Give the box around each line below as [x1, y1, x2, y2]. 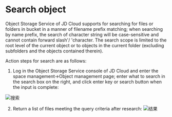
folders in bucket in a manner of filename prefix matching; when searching [5, 26, 163, 32]
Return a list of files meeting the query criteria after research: [12, 105, 142, 111]
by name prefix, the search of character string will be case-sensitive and [5, 31, 159, 37]
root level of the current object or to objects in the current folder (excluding [5, 42, 164, 48]
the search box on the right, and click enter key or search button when [12, 79, 162, 85]
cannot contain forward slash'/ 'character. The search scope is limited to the [5, 37, 167, 43]
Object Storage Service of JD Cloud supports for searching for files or [5, 21, 154, 27]
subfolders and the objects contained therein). [5, 48, 104, 54]
